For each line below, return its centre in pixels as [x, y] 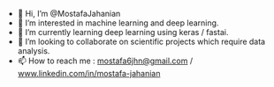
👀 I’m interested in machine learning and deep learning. [118, 23]
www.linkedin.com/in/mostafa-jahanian [89, 73]
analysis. [34, 51]
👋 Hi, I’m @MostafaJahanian [69, 14]
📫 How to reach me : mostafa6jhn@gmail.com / [105, 61]
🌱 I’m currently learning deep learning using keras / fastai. [123, 32]
